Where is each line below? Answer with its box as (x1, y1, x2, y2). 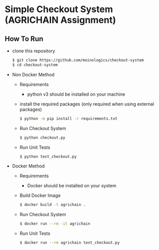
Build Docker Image (19, 192, 61, 198)
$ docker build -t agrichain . (19, 202, 86, 207)
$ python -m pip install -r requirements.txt (19, 116, 117, 121)
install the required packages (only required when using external (19, 101, 154, 107)
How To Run (5, 34, 44, 43)
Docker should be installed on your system (27, 183, 117, 189)
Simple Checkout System (5, 4, 113, 15)
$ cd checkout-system (12, 62, 58, 67)
